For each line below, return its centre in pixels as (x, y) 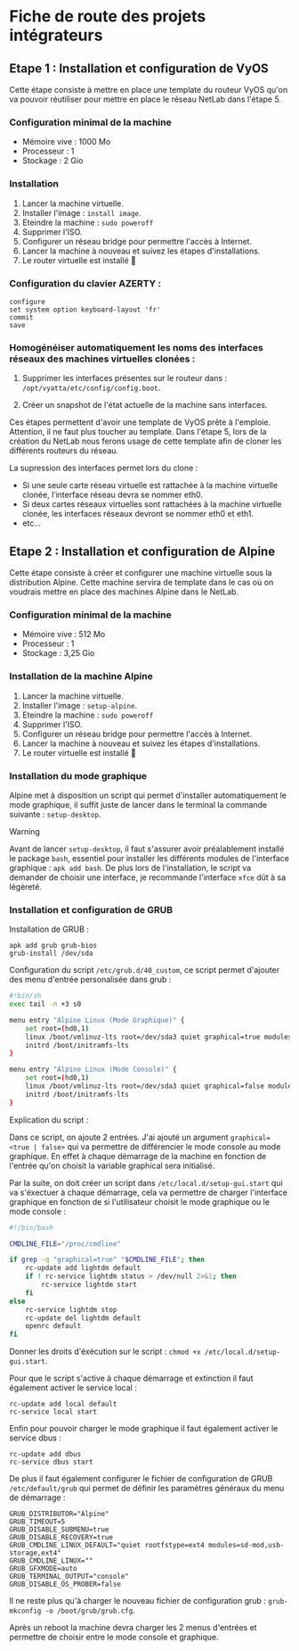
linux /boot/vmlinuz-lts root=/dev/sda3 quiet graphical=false (145, 1086)
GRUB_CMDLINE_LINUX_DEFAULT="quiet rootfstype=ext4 (107, 1546)
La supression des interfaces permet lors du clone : (104, 468)
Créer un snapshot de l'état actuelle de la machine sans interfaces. (145, 405)
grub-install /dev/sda (51, 954)
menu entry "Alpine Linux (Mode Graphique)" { (97, 1020)
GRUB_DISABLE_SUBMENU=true (59, 1530)
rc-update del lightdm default (83, 1318)
